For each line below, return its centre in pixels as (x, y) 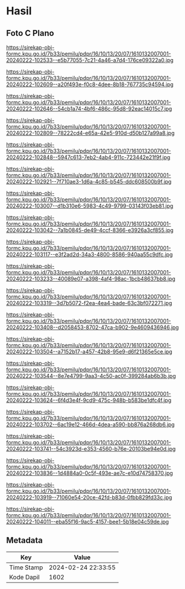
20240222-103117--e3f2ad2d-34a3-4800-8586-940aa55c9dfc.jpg (90, 254)
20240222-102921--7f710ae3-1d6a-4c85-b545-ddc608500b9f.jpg (89, 181)
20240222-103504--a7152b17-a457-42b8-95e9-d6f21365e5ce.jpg (89, 352)
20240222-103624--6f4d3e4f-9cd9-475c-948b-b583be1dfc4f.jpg (89, 400)
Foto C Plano (30, 33)
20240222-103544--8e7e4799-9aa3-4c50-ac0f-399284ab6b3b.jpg (91, 376)
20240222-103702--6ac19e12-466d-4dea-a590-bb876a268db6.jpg (90, 425)
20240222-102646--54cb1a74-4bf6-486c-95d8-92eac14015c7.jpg (89, 109)
